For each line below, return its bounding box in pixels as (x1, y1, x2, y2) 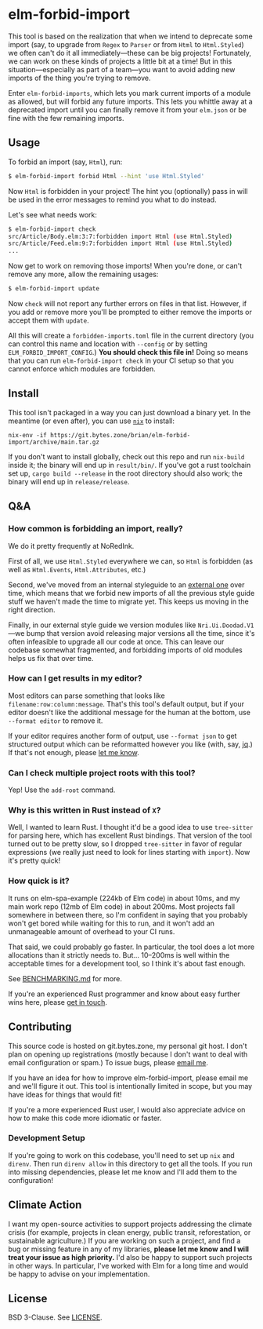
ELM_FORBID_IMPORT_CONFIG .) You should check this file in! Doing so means (8, 348, 249, 356)
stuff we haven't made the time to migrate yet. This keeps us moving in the (8, 597, 249, 606)
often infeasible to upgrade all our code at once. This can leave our (8, 637, 225, 646)
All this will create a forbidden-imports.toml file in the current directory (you (8, 331, 254, 340)
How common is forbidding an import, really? (8, 524, 183, 535)
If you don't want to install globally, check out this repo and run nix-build (8, 451, 245, 461)
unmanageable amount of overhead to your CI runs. (8, 926, 175, 936)
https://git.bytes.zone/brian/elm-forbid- (49, 431, 191, 439)
